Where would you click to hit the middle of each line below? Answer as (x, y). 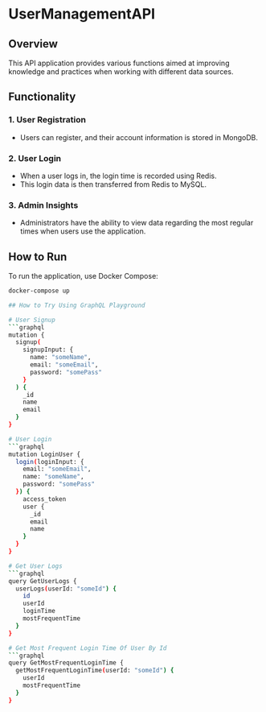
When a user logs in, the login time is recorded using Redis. (118, 176)
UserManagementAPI (82, 14)
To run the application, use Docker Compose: (83, 276)
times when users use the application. (83, 231)
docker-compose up (39, 291)
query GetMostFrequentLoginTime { (66, 663)
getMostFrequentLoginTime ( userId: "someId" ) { (95, 671)
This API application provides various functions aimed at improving (119, 63)
